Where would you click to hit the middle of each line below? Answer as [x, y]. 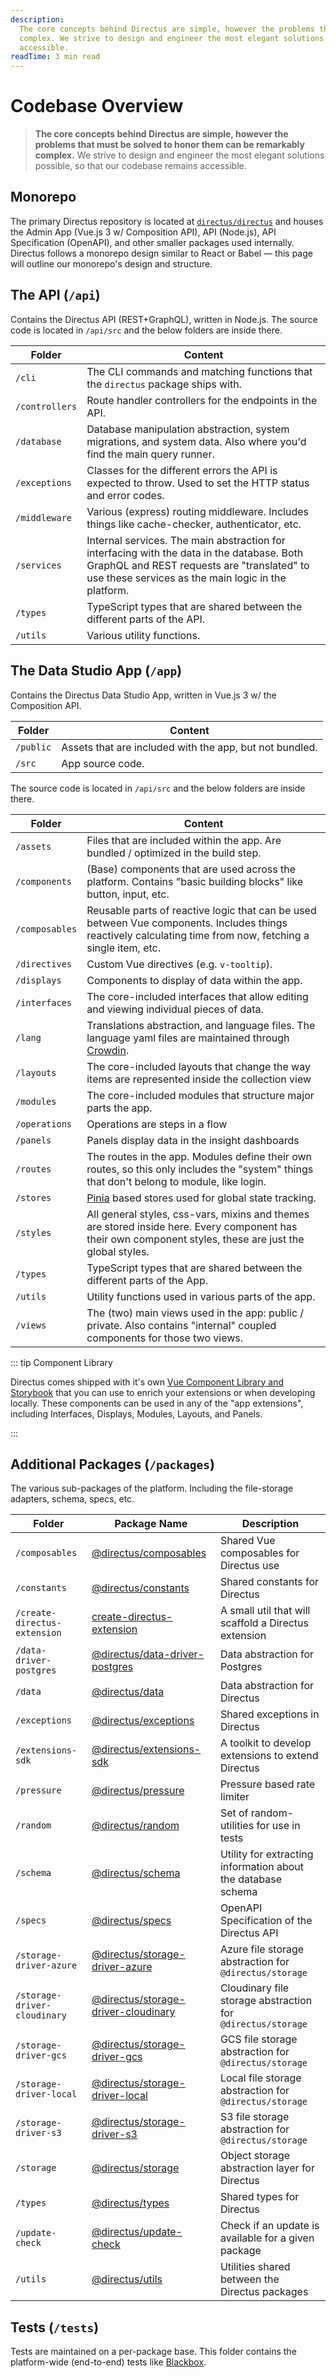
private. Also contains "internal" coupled [181, 1325]
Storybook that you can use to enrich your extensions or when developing [163, 1392]
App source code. [103, 763]
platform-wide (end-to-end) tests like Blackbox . [108, 2362]
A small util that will [265, 1611]
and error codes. [125, 495]
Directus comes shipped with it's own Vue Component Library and [147, 1382]
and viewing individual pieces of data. [175, 1009]
